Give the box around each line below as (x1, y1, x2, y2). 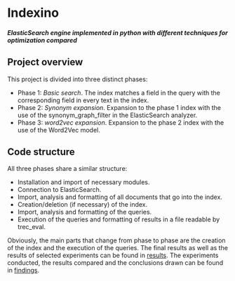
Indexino (7, 5, 60, 21)
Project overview (7, 56, 83, 68)
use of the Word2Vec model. (17, 125, 100, 134)
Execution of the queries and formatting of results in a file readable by (17, 215, 220, 224)
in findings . (7, 266, 40, 275)
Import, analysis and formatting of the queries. (17, 208, 152, 217)
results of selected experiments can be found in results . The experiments (7, 251, 219, 260)
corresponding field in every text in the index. (17, 96, 149, 104)
